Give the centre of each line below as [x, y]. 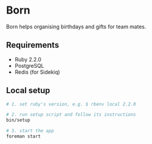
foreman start [24, 136]
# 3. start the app [30, 131]
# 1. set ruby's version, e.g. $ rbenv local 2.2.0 [71, 104]
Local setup [28, 91]
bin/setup [18, 120]
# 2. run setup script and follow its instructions [71, 115]
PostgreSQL [29, 66]
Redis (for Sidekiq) [37, 72]
